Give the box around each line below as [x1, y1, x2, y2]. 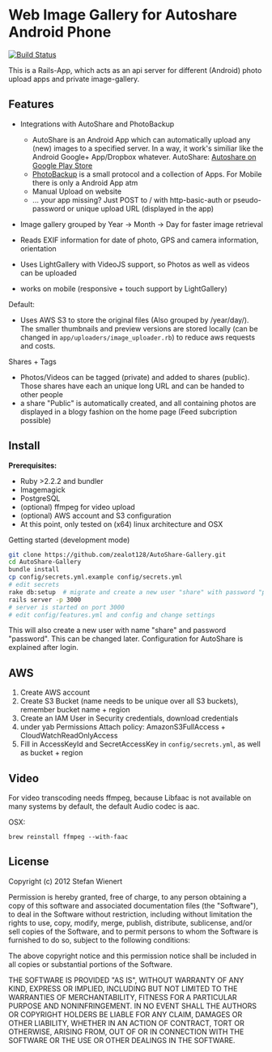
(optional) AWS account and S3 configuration [19, 511, 172, 520]
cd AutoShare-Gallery [8, 558, 82, 567]
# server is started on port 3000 [8, 603, 125, 611]
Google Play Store [32, 160, 93, 170]
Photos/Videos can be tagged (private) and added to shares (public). [19, 372, 250, 382]
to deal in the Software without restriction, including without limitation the [8, 909, 253, 919]
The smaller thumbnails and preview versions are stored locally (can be [19, 323, 258, 333]
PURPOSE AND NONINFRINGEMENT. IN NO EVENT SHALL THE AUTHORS [8, 1001, 257, 1011]
